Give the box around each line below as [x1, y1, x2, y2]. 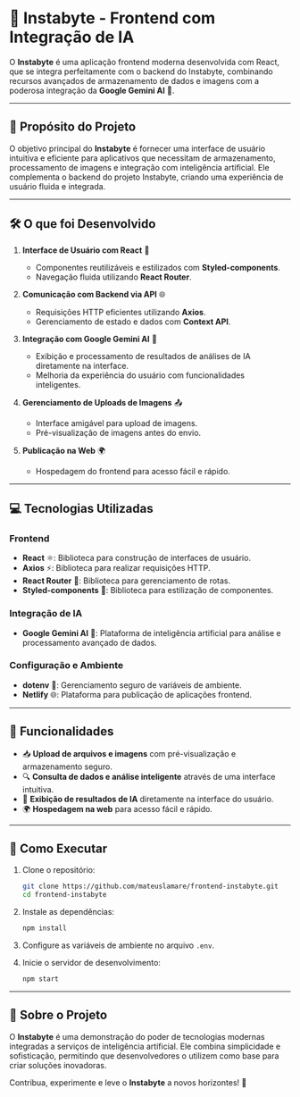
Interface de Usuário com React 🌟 [21, 245, 150, 255]
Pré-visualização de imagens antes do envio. [35, 427, 202, 438]
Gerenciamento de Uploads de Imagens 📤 [21, 397, 183, 407]
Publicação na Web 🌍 [21, 445, 106, 456]
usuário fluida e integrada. [9, 180, 106, 191]
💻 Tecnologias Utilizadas [9, 500, 154, 516]
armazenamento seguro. [21, 761, 113, 772]
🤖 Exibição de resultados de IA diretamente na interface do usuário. [21, 793, 274, 804]
